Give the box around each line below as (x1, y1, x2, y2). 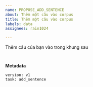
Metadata (5, 63, 26, 69)
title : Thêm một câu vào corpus (5, 17, 73, 22)
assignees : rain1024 (5, 26, 49, 31)
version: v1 (5, 72, 30, 78)
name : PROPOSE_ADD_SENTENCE (5, 7, 65, 13)
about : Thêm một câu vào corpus (5, 12, 73, 17)
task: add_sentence (5, 77, 46, 82)
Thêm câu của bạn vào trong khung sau (5, 44, 88, 50)
